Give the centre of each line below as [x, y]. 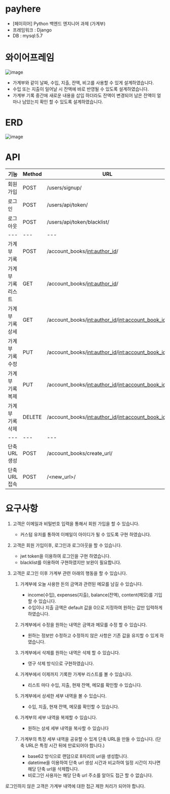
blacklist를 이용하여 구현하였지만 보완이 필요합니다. [71, 562]
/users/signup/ [64, 188]
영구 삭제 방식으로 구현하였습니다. [61, 663]
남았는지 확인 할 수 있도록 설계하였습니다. [63, 102]
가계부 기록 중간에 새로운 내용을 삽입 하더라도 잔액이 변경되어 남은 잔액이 [84, 95]
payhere [23, 9]
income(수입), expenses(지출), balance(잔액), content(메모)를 [90, 595]
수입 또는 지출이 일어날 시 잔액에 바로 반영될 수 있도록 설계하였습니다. [81, 89]
